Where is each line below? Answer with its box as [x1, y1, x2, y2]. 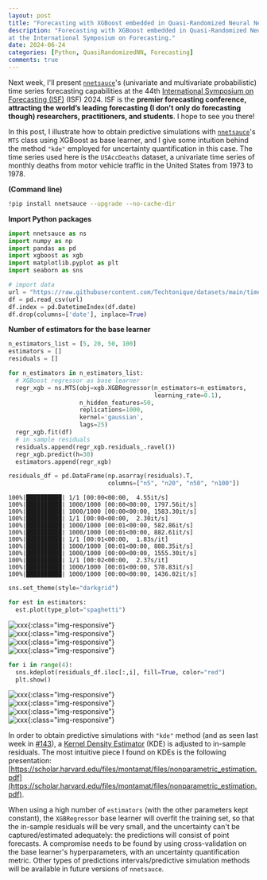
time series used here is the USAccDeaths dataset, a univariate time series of [8, 152, 255, 161]
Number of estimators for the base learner [8, 325, 151, 334]
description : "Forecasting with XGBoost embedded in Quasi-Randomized [8, 26, 247, 34]
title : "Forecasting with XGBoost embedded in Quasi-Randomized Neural [8, 19, 250, 27]
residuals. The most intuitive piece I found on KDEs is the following [8, 747, 226, 757]
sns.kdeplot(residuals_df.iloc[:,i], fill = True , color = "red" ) [15, 668, 226, 676]
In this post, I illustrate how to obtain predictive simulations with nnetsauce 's [8, 126, 256, 136]
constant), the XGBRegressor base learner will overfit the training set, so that [8, 813, 255, 823]
